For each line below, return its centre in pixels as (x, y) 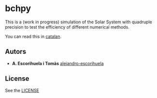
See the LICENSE (22, 90)
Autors (16, 52)
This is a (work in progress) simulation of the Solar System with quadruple (78, 22)
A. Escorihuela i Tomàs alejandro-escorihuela (58, 63)
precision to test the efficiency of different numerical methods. (67, 27)
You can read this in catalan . (33, 36)
